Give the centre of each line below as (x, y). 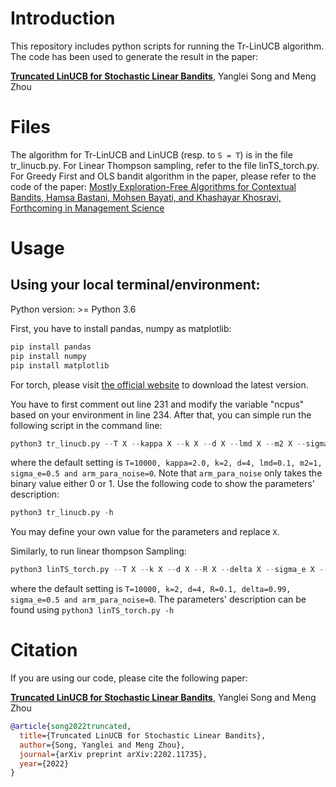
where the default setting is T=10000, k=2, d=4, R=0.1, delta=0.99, (151, 589)
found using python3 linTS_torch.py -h (92, 610)
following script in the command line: (86, 425)
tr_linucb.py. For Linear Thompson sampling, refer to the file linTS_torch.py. (165, 165)
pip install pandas (51, 347)
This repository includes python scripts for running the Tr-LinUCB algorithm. (167, 46)
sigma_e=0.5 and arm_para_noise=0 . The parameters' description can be (158, 599)
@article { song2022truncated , (71, 727)
